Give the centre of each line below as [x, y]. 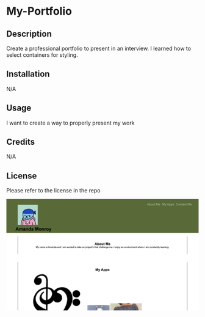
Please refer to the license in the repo [53, 191]
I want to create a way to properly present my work [71, 123]
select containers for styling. [42, 55]
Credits [21, 142]
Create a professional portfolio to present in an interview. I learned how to [99, 48]
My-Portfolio [39, 11]
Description [29, 34]
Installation [28, 74]
